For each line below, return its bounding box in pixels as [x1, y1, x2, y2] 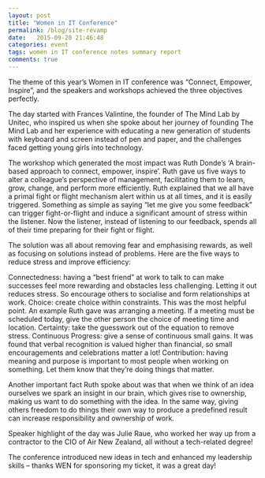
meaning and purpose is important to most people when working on [8, 356, 229, 365]
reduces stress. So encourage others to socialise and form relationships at [8, 289, 250, 298]
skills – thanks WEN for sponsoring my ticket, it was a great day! [8, 461, 217, 470]
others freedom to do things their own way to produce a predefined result [8, 405, 248, 414]
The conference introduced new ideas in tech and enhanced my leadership [8, 452, 252, 461]
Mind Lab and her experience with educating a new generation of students [8, 125, 251, 135]
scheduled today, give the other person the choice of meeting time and [8, 314, 239, 323]
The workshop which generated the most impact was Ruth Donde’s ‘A [8, 158, 234, 167]
